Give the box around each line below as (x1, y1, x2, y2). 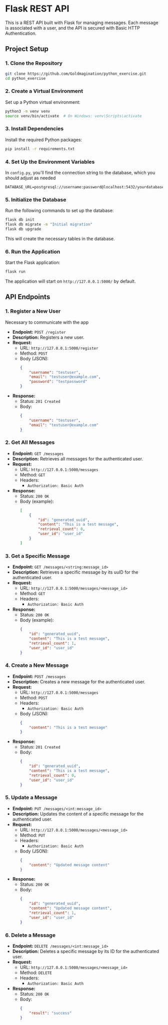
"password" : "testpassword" (29, 379, 87, 384)
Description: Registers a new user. (12, 334, 84, 340)
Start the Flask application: (5, 260, 60, 266)
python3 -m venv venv (5, 109, 50, 114)
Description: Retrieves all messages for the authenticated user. (12, 455, 143, 461)
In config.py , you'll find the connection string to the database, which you (5, 169, 155, 175)
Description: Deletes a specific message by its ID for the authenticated (12, 948, 159, 954)
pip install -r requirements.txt (5, 146, 75, 151)
